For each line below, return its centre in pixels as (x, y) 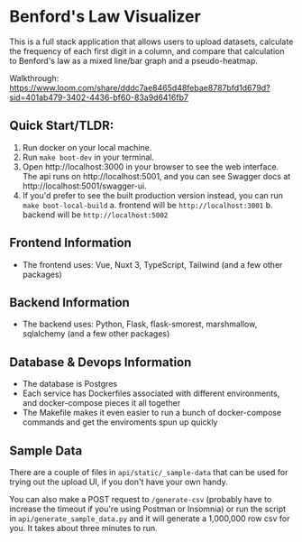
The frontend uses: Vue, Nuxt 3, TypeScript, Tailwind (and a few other (152, 264)
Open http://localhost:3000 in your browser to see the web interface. (151, 166)
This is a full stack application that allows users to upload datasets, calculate (151, 41)
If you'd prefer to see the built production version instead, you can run (153, 195)
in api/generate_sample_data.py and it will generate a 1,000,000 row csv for (150, 519)
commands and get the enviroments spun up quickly (120, 422)
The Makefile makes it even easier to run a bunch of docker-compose (152, 413)
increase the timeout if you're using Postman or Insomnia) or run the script (148, 509)
